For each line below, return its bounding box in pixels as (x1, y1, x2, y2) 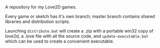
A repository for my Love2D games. (5, 4, 77, 10)
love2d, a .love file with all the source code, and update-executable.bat (5, 33, 148, 39)
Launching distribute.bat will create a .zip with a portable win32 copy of (5, 28, 154, 33)
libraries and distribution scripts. (5, 19, 70, 24)
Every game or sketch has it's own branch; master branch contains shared (5, 14, 155, 19)
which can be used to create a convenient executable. (5, 38, 114, 44)
